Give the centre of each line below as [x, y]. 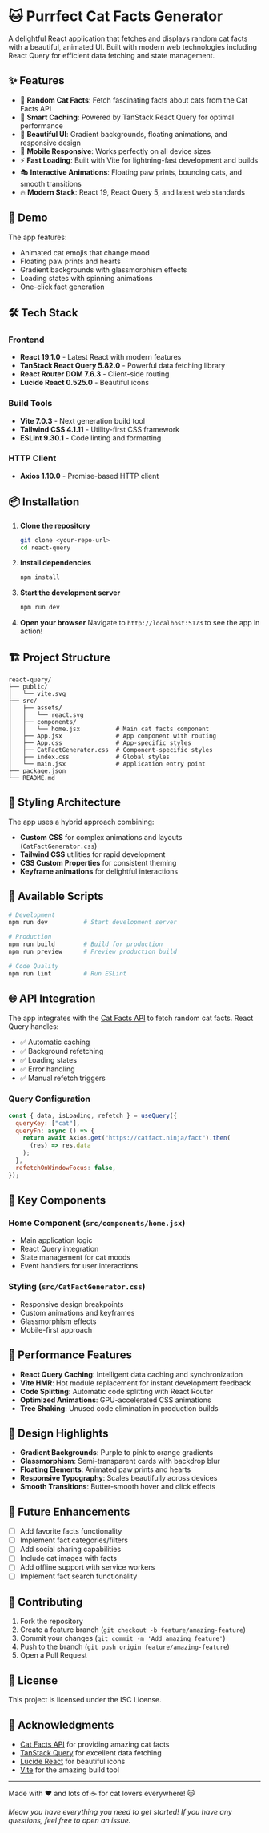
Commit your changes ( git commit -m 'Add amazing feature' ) [122, 1638]
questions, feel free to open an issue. [70, 1820]
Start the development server [70, 593]
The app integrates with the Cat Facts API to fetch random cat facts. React [131, 1018]
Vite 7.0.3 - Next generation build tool [82, 420]
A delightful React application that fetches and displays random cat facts [128, 38]
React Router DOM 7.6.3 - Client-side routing [94, 374]
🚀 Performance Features [70, 1355]
